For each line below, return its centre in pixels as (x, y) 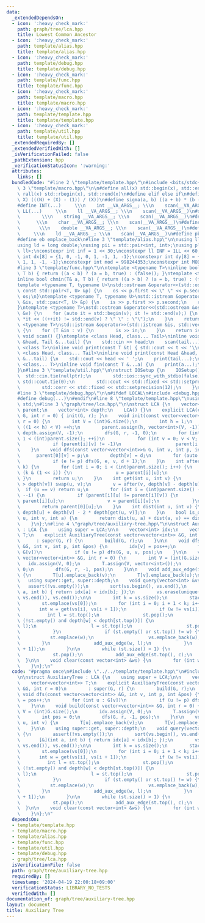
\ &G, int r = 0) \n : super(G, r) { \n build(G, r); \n (106, 689)
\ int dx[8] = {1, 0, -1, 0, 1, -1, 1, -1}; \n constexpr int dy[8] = (106, 257)
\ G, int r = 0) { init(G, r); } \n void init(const (88, 416)
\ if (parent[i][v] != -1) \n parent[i (108, 444)
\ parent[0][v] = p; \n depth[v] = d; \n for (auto (108, 456)
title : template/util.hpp (50, 137)
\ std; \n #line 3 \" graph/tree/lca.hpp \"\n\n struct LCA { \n (94, 404)
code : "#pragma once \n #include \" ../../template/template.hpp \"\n (98, 672)
